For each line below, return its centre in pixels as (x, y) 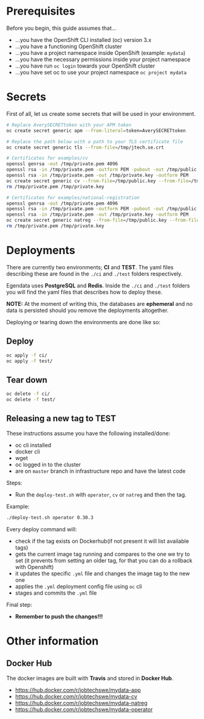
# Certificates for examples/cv (47, 158)
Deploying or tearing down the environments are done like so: (83, 322)
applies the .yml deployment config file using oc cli (79, 586)
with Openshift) (34, 567)
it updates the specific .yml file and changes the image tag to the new (102, 573)
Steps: (14, 483)
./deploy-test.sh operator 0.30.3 (50, 517)
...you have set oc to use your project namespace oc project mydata (101, 72)
